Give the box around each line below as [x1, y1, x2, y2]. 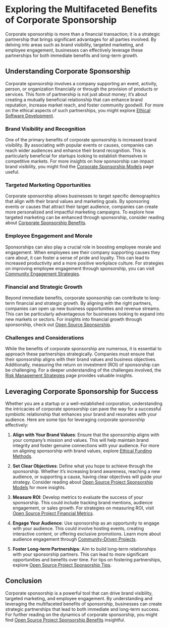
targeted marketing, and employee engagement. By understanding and [5, 595, 153, 601]
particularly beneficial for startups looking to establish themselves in [5, 153, 148, 159]
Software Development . [5, 113, 54, 119]
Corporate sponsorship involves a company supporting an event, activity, [5, 80, 158, 86]
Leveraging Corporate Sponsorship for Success [5, 387, 158, 396]
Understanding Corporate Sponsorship [5, 67, 131, 76]
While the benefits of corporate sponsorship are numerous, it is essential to [5, 346, 162, 352]
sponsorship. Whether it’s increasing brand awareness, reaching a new [12, 468, 160, 475]
